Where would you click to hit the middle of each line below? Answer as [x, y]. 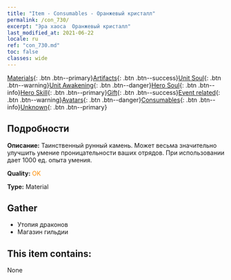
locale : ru [23, 39]
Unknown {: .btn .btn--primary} [64, 107]
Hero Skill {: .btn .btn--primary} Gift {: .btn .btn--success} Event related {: [120, 92]
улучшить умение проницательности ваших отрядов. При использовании [116, 153]
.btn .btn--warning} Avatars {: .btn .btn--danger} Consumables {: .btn [102, 100]
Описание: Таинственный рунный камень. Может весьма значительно [112, 145]
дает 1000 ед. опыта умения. [50, 160]
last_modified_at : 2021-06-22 [51, 33]
